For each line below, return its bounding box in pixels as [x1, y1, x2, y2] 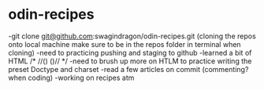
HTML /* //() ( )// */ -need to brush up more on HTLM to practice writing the [8, 56, 252, 66]
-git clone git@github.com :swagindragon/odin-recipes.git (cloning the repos [8, 31, 256, 41]
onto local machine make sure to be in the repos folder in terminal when [8, 39, 242, 49]
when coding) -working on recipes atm [8, 73, 135, 82]
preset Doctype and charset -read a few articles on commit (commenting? [8, 64, 249, 74]
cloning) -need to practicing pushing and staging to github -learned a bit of [8, 48, 252, 57]
